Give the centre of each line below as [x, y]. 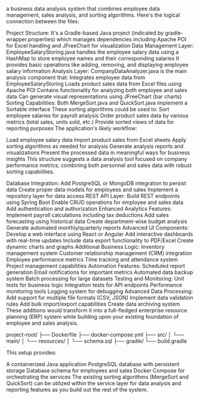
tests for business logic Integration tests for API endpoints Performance [94, 285]
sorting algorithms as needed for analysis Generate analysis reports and [95, 146]
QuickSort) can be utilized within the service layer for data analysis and [94, 383]
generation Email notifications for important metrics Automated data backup [100, 272]
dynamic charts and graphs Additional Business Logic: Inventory [85, 247]
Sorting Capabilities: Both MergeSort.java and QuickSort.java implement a [97, 103]
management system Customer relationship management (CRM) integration [99, 253]
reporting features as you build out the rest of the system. [77, 389]
